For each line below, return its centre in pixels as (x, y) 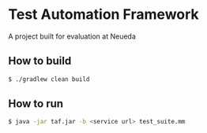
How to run (36, 104)
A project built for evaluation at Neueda (72, 36)
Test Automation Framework (103, 15)
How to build (40, 61)
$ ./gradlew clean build (49, 79)
